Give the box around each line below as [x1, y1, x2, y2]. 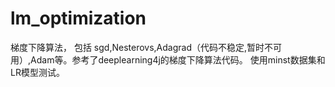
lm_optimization [10, 7, 147, 30]
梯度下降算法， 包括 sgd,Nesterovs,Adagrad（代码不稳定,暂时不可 [10, 41, 283, 53]
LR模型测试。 [10, 66, 65, 78]
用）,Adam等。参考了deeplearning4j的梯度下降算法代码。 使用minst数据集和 [10, 53, 326, 66]
